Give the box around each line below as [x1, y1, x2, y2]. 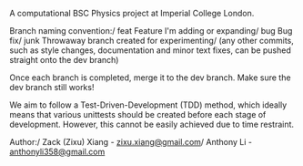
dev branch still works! [9, 82, 95, 92]
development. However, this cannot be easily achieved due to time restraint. [9, 119, 294, 130]
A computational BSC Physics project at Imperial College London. [9, 8, 255, 18]
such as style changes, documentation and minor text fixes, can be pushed [9, 45, 291, 56]
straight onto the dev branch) [9, 55, 119, 65]
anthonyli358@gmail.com [9, 146, 106, 157]
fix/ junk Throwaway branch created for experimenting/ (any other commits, [9, 36, 294, 46]
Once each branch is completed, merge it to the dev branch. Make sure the [9, 72, 291, 83]
